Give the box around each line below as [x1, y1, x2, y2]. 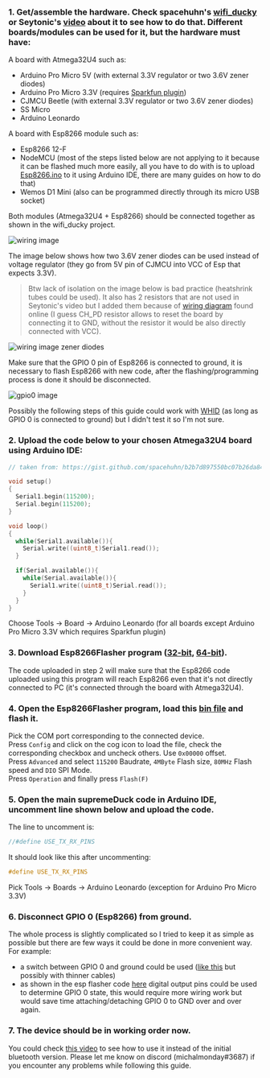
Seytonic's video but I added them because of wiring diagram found [27, 301, 254, 311]
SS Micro [19, 105, 51, 114]
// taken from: [8, 463, 59, 471]
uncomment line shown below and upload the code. [8, 803, 215, 815]
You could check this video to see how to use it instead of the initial [8, 1043, 231, 1053]
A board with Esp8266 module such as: [8, 129, 139, 138]
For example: [8, 947, 52, 956]
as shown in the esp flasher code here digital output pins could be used [19, 979, 257, 989]
